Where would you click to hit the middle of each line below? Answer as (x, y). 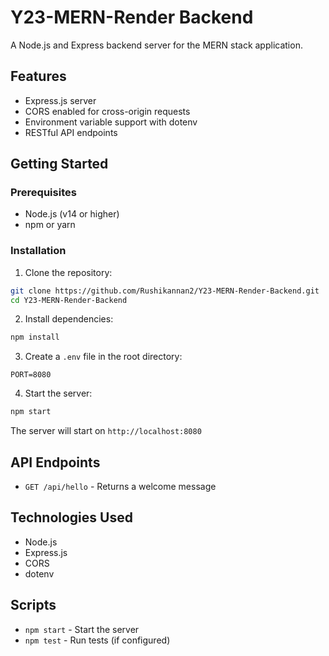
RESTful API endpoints (71, 132)
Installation (38, 251)
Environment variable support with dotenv (111, 122)
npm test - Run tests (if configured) (97, 640)
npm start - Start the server (82, 629)
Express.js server (60, 100)
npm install (35, 337)
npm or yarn (50, 225)
